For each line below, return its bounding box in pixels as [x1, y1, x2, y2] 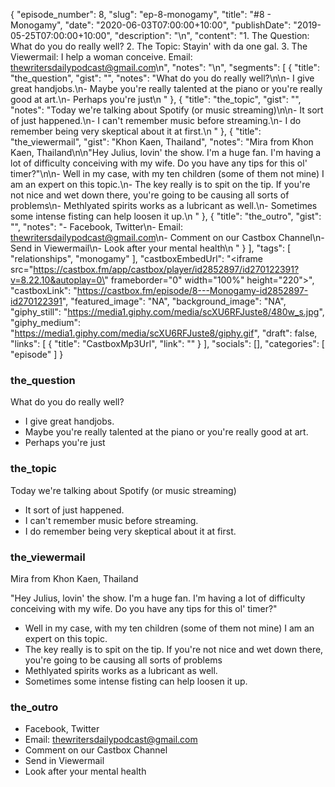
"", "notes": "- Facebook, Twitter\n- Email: [10, 221, 183, 233]
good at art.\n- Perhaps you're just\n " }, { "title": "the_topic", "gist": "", [10, 94, 302, 105]
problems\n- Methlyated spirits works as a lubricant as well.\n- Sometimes [10, 200, 318, 211]
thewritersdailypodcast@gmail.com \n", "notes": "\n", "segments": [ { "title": [10, 62, 321, 73]
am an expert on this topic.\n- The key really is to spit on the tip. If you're [10, 179, 311, 190]
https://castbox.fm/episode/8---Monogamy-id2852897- [76, 285, 309, 296]
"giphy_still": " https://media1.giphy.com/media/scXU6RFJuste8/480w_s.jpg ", [10, 306, 325, 318]
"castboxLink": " [10, 285, 78, 296]
